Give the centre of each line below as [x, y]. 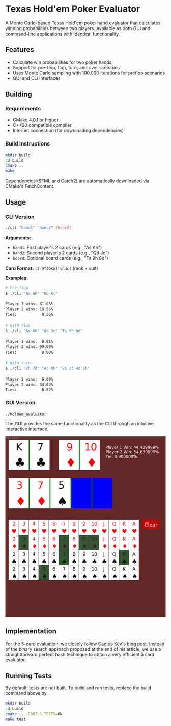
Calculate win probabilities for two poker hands [62, 62]
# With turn [18, 363]
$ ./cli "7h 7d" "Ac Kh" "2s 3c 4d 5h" [48, 368]
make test [16, 720]
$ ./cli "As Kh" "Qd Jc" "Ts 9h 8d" [44, 331]
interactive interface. [27, 429]
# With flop [18, 325]
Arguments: [18, 238]
